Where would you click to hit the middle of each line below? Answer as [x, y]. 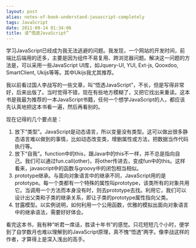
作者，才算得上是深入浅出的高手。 [47, 239]
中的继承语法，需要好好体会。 [50, 212]
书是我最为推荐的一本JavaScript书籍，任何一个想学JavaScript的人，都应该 [96, 99]
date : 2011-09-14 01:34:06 [39, 28]
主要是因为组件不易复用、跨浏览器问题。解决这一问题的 [118, 58]
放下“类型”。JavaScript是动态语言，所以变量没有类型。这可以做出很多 [99, 132]
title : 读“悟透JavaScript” [37, 33]
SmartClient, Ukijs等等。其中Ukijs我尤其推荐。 [62, 73]
